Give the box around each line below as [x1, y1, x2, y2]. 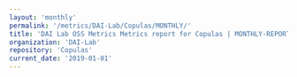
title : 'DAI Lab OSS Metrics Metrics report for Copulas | [9, 29, 232, 38]
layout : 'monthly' [9, 12, 77, 22]
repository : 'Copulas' [9, 46, 93, 55]
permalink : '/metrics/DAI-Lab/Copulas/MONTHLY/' [9, 21, 192, 30]
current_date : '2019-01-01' [9, 54, 113, 63]
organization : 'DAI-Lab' [9, 37, 101, 47]
